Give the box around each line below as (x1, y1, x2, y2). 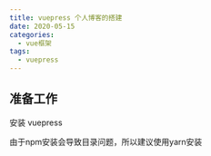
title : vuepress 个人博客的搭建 (9, 13, 123, 23)
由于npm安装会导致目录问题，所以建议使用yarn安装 (9, 136, 203, 147)
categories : (9, 30, 55, 39)
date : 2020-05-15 (9, 22, 75, 31)
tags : (9, 47, 30, 56)
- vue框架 (17, 38, 52, 48)
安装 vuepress (9, 117, 63, 128)
